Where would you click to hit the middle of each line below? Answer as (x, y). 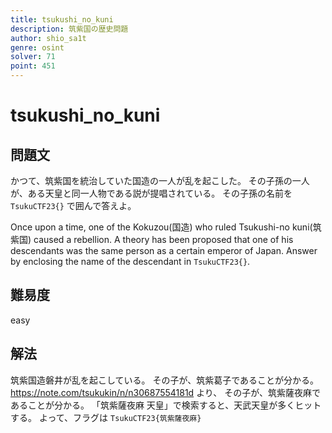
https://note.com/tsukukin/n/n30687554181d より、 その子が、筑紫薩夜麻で (165, 392)
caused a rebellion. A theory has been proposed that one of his (163, 239)
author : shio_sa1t (48, 38)
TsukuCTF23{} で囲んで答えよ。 (73, 205)
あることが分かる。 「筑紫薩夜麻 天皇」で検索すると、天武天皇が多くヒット (166, 405)
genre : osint (37, 47)
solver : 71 (33, 57)
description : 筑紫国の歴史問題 (69, 29)
